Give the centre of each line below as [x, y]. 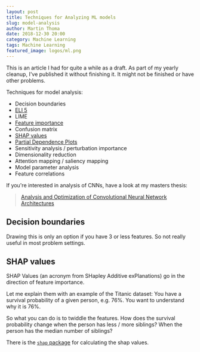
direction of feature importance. [45, 283]
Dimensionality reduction [45, 154]
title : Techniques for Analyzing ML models [61, 17]
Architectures [38, 203]
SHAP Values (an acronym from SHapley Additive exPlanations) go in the [96, 276]
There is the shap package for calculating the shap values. [78, 342]
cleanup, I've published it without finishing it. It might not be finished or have [100, 74]
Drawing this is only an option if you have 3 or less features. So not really [96, 236]
